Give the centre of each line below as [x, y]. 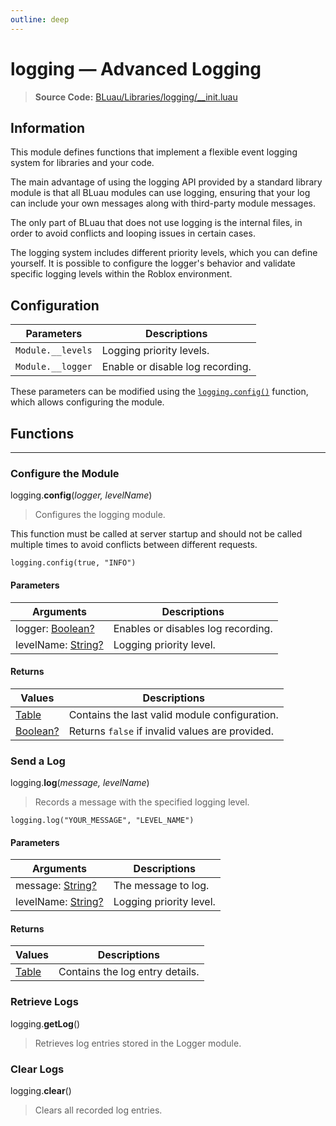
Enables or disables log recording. [193, 628]
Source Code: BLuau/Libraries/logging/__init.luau [136, 97]
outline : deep [40, 19]
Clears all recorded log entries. [98, 1110]
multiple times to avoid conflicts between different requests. [134, 545]
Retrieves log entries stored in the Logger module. [138, 1043]
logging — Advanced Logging [136, 68]
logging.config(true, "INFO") [73, 563]
